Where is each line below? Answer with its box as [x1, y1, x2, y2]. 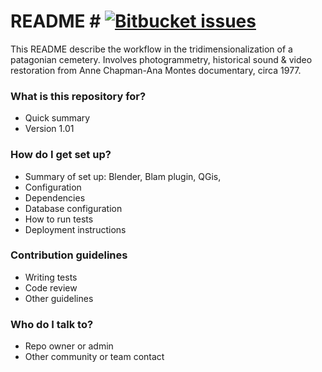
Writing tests [24, 271, 78, 283]
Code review [24, 281, 78, 294]
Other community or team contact [24, 351, 165, 363]
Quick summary [24, 112, 91, 124]
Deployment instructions [24, 223, 127, 235]
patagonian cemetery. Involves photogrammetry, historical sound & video [10, 53, 313, 65]
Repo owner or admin [24, 340, 114, 352]
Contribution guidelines [10, 248, 128, 262]
